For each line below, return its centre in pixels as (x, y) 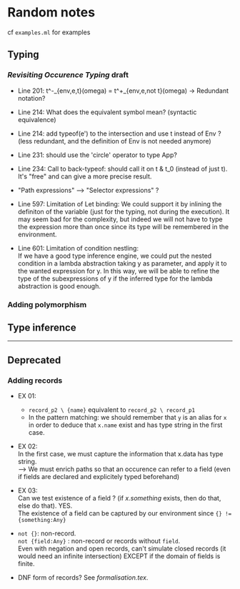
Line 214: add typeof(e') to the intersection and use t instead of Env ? (119, 134)
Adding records (35, 381)
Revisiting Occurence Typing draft (68, 75)
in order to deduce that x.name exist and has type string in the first (125, 425)
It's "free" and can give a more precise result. (85, 176)
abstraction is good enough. (59, 286)
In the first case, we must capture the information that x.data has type (120, 454)
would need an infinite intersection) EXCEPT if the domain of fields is (119, 556)
